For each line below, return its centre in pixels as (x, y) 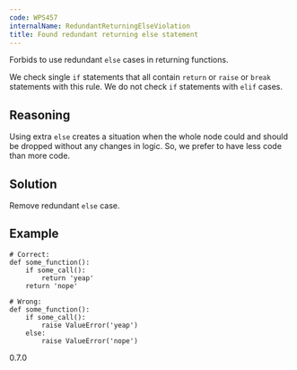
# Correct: (30, 254)
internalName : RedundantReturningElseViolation (100, 26)
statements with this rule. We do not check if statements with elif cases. (146, 87)
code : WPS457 (34, 18)
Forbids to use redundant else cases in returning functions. (119, 60)
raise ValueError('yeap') (90, 325)
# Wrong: (26, 302)
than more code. (39, 156)
